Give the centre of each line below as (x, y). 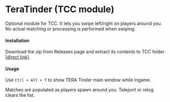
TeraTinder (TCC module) (60, 9)
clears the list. (20, 95)
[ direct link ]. (18, 57)
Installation (17, 40)
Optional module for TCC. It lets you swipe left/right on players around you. (84, 23)
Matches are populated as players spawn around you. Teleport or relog (79, 90)
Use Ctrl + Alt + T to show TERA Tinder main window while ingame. (78, 80)
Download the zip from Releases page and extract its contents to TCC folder (85, 52)
